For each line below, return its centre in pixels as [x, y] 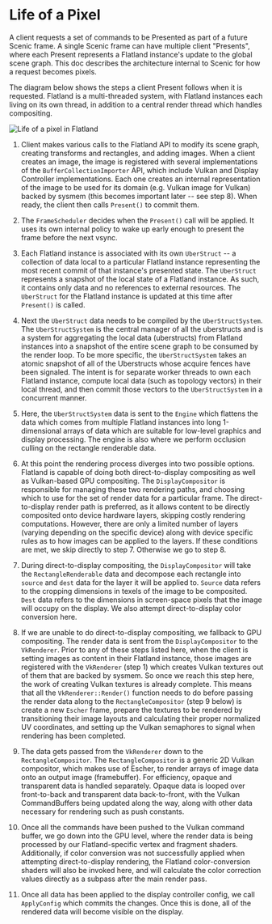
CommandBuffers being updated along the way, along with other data [136, 803]
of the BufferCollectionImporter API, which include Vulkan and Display [140, 170]
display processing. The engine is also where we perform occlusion [133, 439]
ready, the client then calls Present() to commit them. [110, 205]
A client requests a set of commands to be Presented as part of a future [129, 37]
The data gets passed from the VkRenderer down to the [112, 751]
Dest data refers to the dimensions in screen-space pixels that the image [141, 600]
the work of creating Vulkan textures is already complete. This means [136, 684]
